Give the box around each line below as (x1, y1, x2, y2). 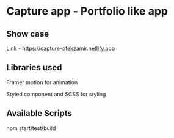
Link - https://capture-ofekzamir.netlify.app (6, 45, 115, 52)
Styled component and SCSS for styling (6, 90, 106, 98)
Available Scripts (6, 108, 72, 118)
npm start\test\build (6, 124, 56, 132)
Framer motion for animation (6, 78, 78, 86)
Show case (6, 29, 49, 39)
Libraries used (6, 62, 62, 73)
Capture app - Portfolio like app (6, 4, 168, 18)
